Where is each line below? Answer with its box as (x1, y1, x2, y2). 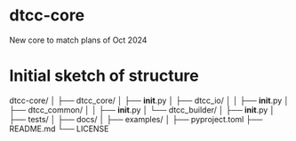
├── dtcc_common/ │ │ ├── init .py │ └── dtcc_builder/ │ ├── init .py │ (9, 104, 276, 115)
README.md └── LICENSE (9, 123, 109, 134)
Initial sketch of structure (9, 66, 199, 86)
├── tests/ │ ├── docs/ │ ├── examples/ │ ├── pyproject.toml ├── (9, 114, 263, 124)
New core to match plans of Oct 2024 (9, 35, 148, 45)
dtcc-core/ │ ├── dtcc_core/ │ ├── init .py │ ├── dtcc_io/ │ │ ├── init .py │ (9, 95, 290, 106)
